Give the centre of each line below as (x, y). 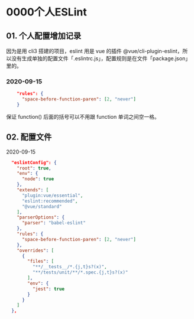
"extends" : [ (33, 190)
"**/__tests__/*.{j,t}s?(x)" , (70, 267)
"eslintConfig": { (34, 162)
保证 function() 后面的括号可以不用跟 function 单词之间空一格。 (83, 116)
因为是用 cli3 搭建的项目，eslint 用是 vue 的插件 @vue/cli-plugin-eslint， (94, 51)
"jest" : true (48, 289)
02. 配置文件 (29, 137)
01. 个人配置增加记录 (44, 36)
